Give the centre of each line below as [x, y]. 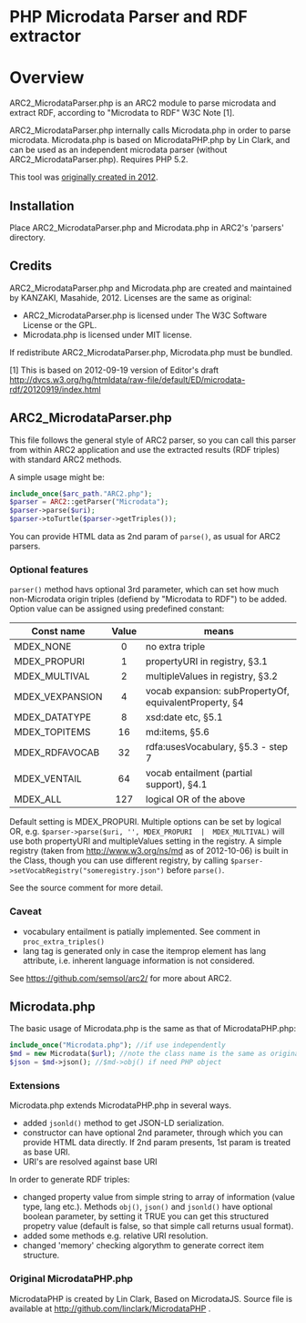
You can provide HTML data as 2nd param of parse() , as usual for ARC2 [145, 537]
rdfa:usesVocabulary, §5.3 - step [217, 747]
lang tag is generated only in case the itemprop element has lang [144, 950]
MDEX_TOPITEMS [52, 733]
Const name [58, 631]
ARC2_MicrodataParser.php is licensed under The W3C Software [144, 315]
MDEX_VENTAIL [48, 779]
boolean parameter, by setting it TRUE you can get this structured [146, 1216]
